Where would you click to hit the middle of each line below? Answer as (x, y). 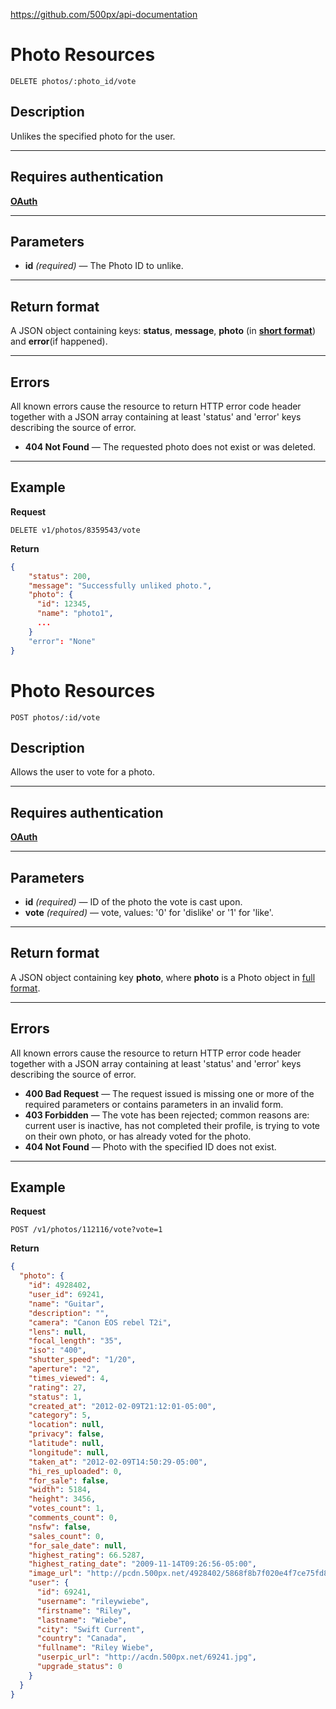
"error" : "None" (62, 641)
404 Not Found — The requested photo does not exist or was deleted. (170, 447)
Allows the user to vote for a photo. (82, 772)
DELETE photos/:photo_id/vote (73, 81)
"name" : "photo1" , (75, 614)
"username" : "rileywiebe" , (93, 1601)
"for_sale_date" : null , (78, 1545)
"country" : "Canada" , (82, 1639)
